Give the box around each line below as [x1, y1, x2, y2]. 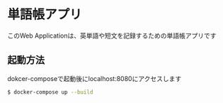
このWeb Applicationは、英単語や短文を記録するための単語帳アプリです [7, 31, 217, 40]
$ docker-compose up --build [7, 88, 93, 96]
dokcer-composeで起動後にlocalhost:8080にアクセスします [7, 74, 182, 82]
